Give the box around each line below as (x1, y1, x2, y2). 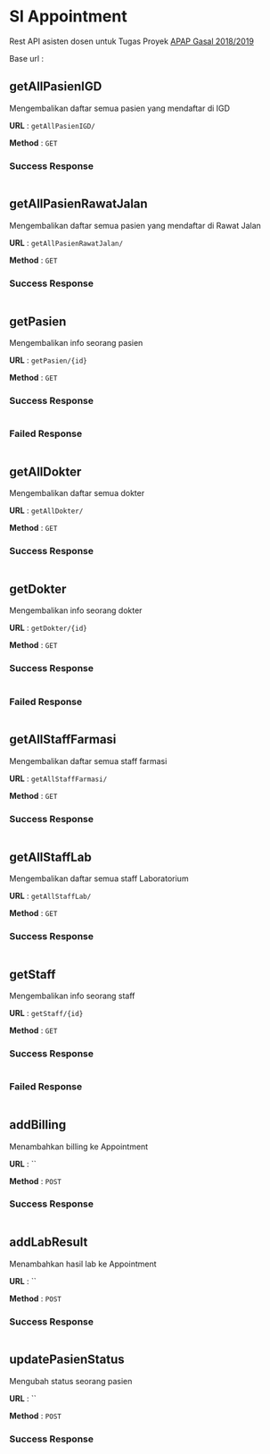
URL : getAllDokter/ (9, 505, 84, 516)
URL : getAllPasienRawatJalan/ (9, 237, 123, 248)
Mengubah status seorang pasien (9, 1375, 133, 1386)
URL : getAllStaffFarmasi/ (9, 773, 108, 784)
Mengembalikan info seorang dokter (9, 605, 143, 616)
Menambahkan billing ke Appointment (9, 1141, 149, 1152)
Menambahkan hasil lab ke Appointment (9, 1258, 158, 1269)
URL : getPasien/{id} (9, 355, 87, 366)
